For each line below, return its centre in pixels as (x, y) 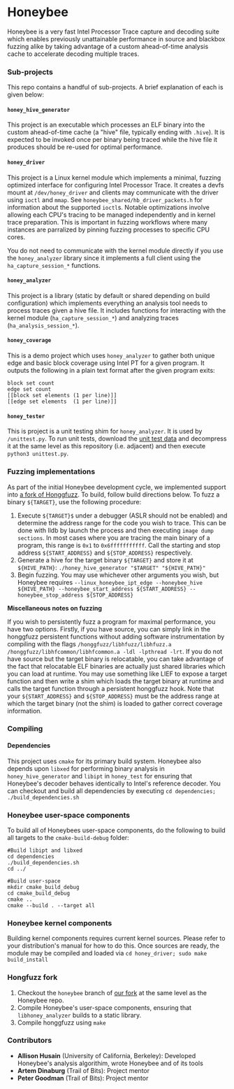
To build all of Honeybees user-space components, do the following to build (116, 830)
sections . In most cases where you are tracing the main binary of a (114, 538)
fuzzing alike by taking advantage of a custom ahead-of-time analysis (108, 46)
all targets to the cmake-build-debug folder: (68, 837)
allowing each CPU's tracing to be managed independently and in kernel (111, 215)
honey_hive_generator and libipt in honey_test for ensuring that (100, 776)
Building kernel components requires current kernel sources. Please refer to (116, 939)
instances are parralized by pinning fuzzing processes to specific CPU (109, 229)
